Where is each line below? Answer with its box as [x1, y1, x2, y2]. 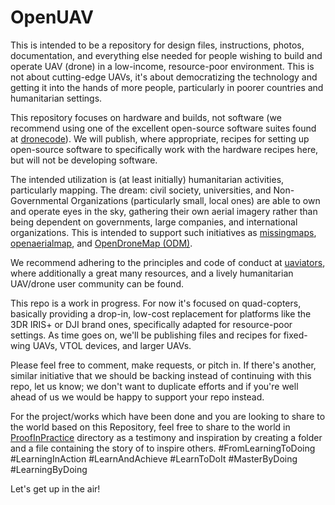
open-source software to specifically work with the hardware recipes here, [10, 143, 319, 155]
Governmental [10, 194, 69, 206]
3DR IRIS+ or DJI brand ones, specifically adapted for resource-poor [10, 318, 293, 330]
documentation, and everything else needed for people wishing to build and [10, 49, 323, 61]
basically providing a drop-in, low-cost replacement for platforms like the [10, 307, 312, 320]
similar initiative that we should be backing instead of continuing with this [10, 369, 312, 381]
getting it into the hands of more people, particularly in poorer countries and [10, 81, 324, 93]
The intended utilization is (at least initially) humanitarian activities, [10, 173, 285, 185]
